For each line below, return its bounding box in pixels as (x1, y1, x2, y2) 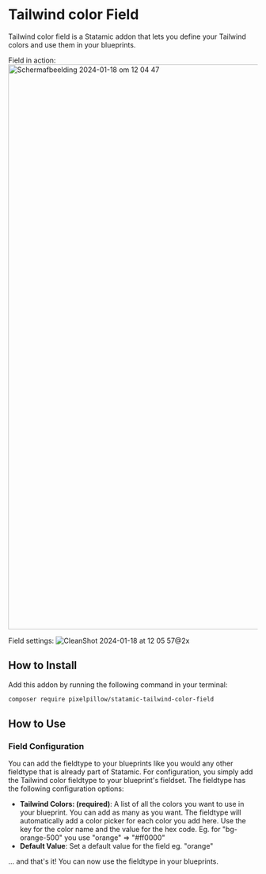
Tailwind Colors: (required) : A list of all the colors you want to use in (19, 800, 245, 809)
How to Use (8, 717, 66, 731)
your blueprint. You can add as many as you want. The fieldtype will (19, 807, 241, 817)
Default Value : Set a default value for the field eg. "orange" (19, 842, 214, 851)
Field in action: (8, 55, 56, 65)
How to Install (8, 659, 78, 672)
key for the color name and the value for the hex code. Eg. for (19, 825, 221, 834)
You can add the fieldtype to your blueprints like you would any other (8, 758, 234, 769)
